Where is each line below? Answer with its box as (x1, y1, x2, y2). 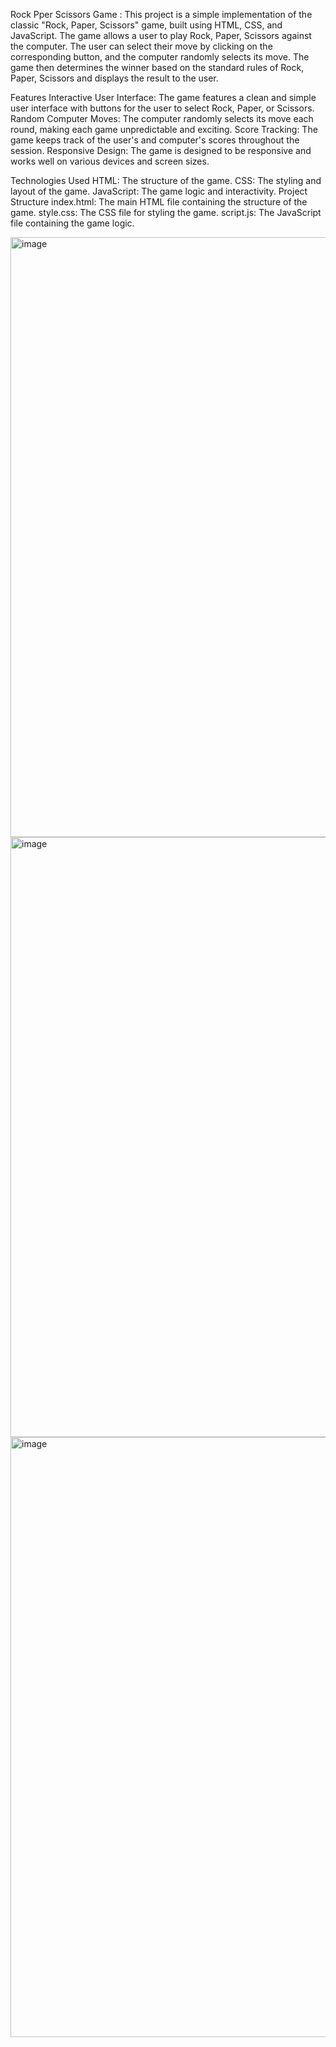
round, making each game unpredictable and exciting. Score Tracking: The (10, 124, 318, 135)
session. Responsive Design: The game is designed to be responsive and (10, 145, 312, 156)
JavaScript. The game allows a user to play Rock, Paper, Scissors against (10, 30, 312, 41)
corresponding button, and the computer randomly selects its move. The (10, 51, 310, 63)
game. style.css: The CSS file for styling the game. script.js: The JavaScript (10, 207, 322, 218)
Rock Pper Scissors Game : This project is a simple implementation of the (10, 9, 313, 20)
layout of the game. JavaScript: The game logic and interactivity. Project (10, 185, 308, 197)
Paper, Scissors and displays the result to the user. (10, 72, 219, 84)
